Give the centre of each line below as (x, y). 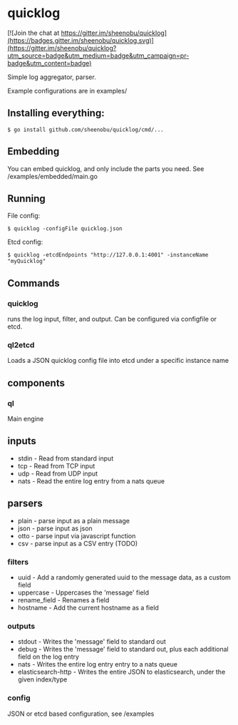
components (36, 383)
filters (18, 562)
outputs (21, 626)
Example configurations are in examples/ (67, 91)
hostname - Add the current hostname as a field (88, 607)
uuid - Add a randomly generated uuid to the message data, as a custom (124, 577)
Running (27, 199)
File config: (24, 216)
